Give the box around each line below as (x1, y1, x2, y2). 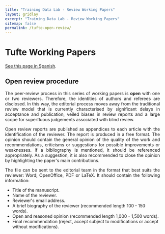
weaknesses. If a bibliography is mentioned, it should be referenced (5, 147, 160, 153)
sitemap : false (5, 21, 36, 26)
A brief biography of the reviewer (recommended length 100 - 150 (12, 202, 146, 208)
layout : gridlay (5, 12, 38, 17)
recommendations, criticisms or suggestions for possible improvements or (5, 141, 160, 148)
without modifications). (12, 224, 59, 230)
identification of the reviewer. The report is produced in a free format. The (5, 131, 160, 137)
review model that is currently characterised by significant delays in (5, 106, 160, 112)
